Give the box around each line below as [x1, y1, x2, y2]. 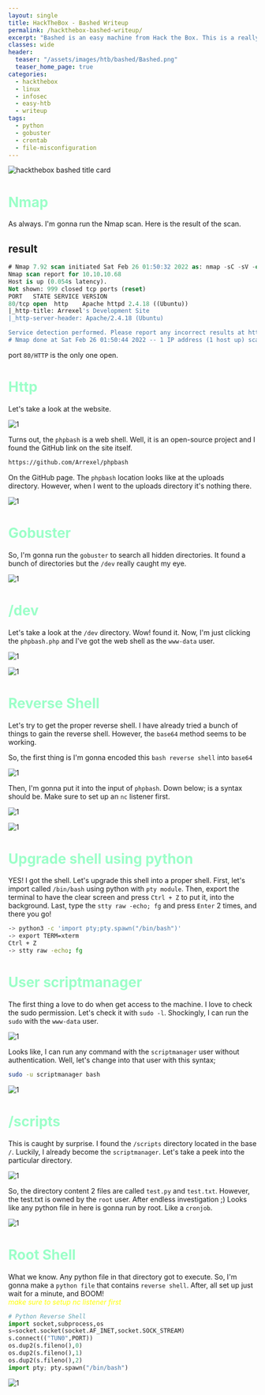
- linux [15, 85, 41, 93]
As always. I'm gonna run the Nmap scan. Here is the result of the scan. [8, 219, 242, 229]
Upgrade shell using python [8, 850, 193, 867]
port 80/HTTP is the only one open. [8, 350, 118, 359]
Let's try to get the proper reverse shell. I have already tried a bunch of [8, 720, 239, 730]
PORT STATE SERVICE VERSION [8, 292, 108, 300]
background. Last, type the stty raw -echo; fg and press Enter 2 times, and [8, 901, 257, 911]
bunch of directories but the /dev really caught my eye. [8, 558, 187, 568]
